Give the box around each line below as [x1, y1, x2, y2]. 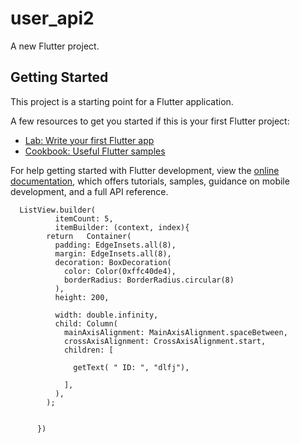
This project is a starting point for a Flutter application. [10, 95, 234, 107]
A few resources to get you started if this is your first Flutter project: [10, 115, 290, 127]
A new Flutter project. [10, 40, 100, 52]
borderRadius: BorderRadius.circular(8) [63, 275, 235, 285]
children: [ [63, 345, 114, 355]
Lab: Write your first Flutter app [24, 134, 155, 146]
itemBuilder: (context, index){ [54, 222, 190, 232]
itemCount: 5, [54, 213, 114, 224]
